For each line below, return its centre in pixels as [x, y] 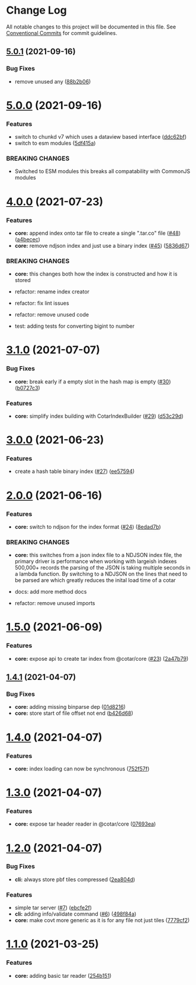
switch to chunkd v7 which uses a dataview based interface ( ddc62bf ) [100, 137]
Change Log [36, 10]
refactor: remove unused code [52, 315]
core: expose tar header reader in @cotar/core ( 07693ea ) [85, 824]
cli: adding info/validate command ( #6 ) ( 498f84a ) [75, 914]
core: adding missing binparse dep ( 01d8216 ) [70, 707]
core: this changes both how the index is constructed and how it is [96, 274]
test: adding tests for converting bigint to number [75, 326]
